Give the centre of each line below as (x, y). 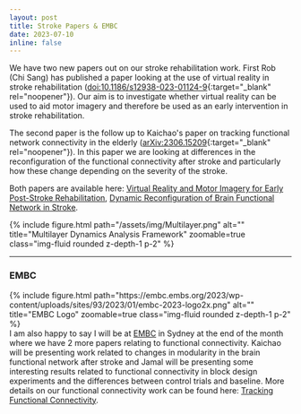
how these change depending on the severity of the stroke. (119, 171)
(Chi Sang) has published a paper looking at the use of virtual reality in (139, 78)
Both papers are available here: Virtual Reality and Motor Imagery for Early (146, 188)
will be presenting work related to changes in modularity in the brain (135, 352)
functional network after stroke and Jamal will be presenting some (131, 362)
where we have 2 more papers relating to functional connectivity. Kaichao (146, 342)
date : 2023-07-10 (42, 34)
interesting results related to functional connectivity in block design (133, 371)
